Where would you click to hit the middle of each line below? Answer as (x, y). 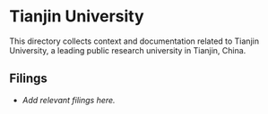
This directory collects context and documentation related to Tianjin (134, 41)
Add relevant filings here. (69, 100)
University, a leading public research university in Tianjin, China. (128, 50)
